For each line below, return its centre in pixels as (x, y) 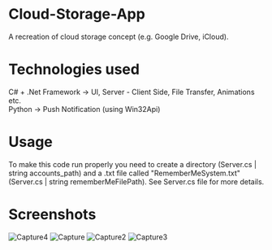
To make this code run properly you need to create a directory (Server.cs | (133, 164)
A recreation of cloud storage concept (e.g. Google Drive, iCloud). (119, 37)
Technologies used (74, 69)
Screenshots (52, 214)
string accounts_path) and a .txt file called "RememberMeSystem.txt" (125, 173)
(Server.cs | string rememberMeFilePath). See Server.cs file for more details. (136, 181)
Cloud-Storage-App (77, 14)
